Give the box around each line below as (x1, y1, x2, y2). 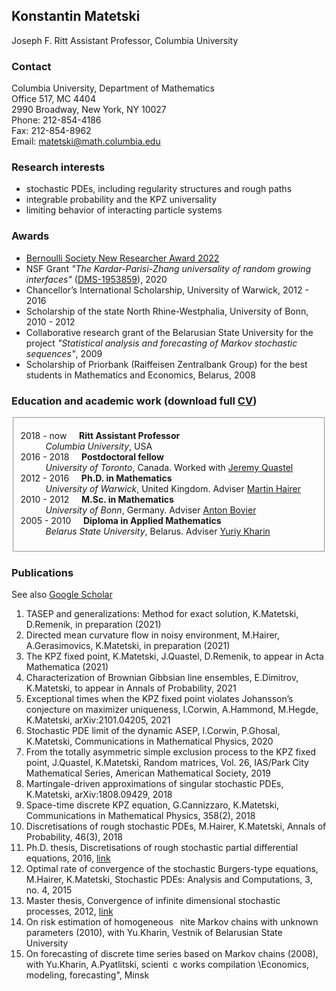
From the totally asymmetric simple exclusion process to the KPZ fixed (25, 745, 317, 758)
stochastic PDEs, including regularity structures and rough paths (25, 183, 293, 195)
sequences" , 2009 (25, 347, 103, 359)
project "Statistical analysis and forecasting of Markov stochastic (25, 337, 298, 349)
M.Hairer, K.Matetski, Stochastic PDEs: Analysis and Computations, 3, (25, 873, 313, 885)
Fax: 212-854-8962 (11, 125, 92, 137)
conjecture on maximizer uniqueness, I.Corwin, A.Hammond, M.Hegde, (25, 703, 319, 715)
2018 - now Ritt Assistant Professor (20, 429, 181, 441)
